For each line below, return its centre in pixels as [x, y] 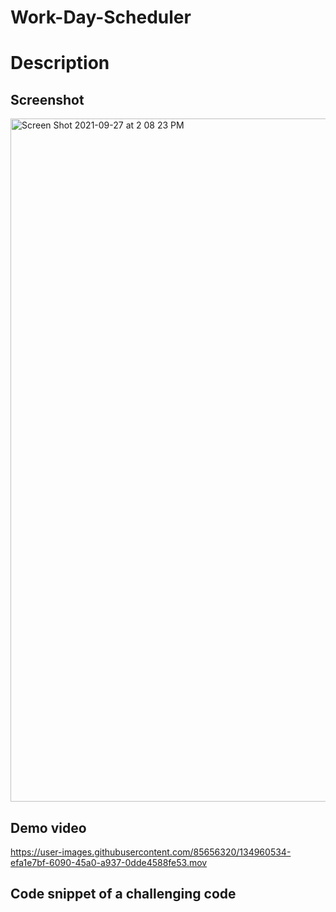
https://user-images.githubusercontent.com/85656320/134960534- [151, 852]
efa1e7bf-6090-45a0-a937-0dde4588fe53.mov [109, 862]
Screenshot [47, 99]
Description [60, 63]
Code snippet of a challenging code [123, 894]
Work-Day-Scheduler [101, 17]
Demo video [48, 827]
